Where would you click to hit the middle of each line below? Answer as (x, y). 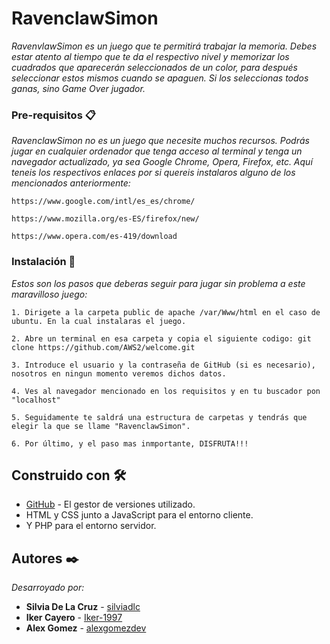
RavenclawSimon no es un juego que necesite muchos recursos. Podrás (160, 141)
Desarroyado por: (48, 588)
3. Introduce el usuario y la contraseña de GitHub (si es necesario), (163, 365)
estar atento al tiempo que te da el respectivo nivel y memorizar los (150, 56)
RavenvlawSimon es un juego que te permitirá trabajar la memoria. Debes (164, 46)
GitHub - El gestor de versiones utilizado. (110, 504)
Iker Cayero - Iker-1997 (74, 618)
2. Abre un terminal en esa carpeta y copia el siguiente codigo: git (161, 338)
